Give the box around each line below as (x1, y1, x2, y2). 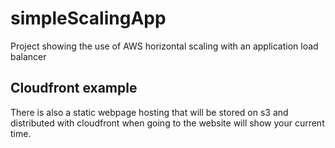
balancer (10, 50, 47, 62)
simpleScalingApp (10, 7, 167, 30)
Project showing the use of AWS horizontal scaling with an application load (10, 40, 319, 52)
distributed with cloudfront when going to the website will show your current (10, 117, 325, 129)
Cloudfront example (10, 80, 138, 97)
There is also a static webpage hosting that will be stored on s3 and (10, 106, 289, 118)
